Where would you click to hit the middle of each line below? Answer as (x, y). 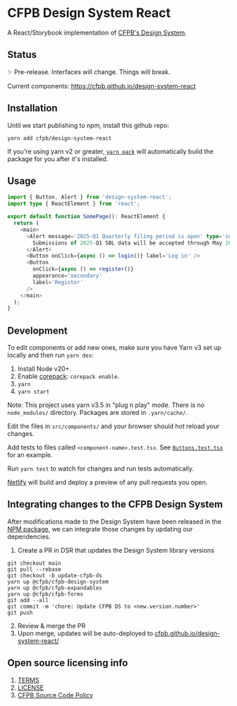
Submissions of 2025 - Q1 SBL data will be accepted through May (127, 243)
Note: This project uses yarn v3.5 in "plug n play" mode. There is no (106, 405)
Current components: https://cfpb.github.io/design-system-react (102, 86)
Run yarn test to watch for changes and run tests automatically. (101, 469)
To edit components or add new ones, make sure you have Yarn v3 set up (115, 348)
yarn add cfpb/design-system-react (60, 138)
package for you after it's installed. (58, 159)
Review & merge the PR (51, 625)
